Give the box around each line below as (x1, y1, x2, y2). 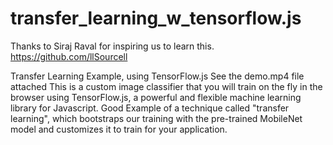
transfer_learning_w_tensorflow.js (10, 7, 302, 30)
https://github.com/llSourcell (10, 50, 128, 62)
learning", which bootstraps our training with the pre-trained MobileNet (10, 112, 303, 124)
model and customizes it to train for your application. (10, 123, 228, 135)
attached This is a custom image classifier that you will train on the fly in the (10, 80, 323, 92)
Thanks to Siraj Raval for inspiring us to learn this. (10, 40, 215, 52)
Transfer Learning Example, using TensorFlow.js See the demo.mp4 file (10, 70, 305, 82)
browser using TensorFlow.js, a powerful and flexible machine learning (10, 91, 302, 103)
